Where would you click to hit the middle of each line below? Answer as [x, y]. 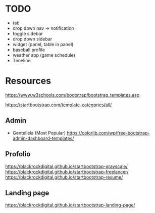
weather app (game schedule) [44, 55]
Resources [28, 81]
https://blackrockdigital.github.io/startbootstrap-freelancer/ [67, 172]
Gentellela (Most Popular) [39, 133]
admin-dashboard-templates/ [43, 138]
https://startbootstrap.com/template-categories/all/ [59, 105]
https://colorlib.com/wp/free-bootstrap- [108, 133]
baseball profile [29, 50]
